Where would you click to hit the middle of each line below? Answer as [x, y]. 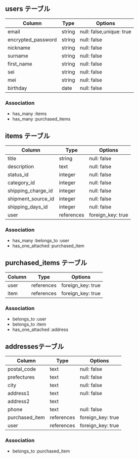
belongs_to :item [29, 325]
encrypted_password [32, 40]
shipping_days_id [28, 206]
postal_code [22, 369]
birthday [17, 88]
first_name [20, 64]
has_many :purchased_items [41, 119]
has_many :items [29, 114]
